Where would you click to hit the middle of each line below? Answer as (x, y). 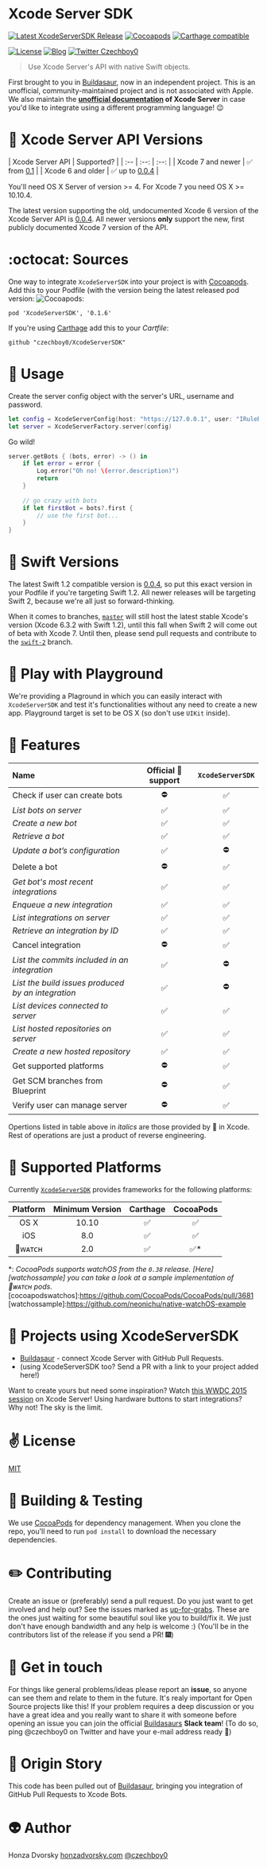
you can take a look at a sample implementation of (151, 1277)
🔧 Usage (36, 374)
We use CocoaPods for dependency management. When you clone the (124, 1523)
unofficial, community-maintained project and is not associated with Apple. (131, 90)
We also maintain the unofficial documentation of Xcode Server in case (127, 99)
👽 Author (40, 1828)
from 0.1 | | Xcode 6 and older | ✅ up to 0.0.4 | (83, 170)
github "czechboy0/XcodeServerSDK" (67, 342)
